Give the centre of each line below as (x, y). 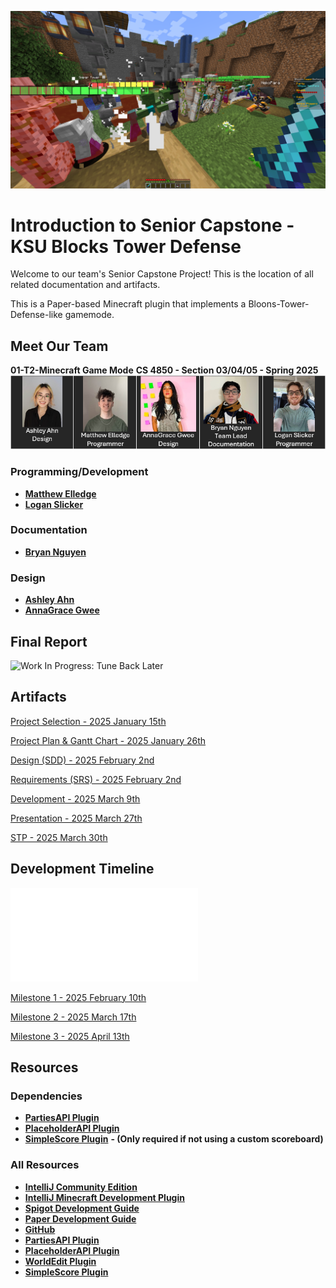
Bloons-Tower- (279, 304)
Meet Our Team (59, 346)
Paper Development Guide (80, 1218)
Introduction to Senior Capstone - (152, 225)
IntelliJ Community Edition (81, 1187)
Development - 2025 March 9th (75, 798)
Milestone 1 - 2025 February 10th (78, 997)
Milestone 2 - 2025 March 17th (73, 1017)
